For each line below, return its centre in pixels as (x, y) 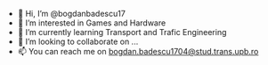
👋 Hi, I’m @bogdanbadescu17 (72, 14)
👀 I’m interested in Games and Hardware (92, 23)
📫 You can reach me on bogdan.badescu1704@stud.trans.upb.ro (138, 51)
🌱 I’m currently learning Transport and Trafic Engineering (122, 32)
